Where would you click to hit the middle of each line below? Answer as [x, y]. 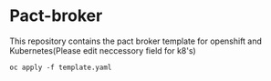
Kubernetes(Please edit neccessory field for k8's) [103, 50]
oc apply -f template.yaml [61, 67]
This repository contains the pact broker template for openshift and [136, 41]
